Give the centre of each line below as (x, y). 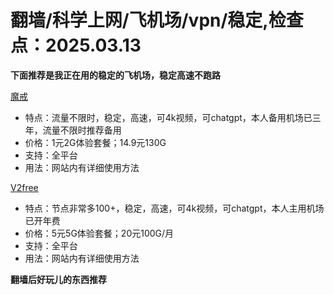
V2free (24, 187)
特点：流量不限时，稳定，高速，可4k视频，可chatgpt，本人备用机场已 (168, 117)
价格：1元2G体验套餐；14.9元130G (95, 142)
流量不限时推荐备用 (82, 130)
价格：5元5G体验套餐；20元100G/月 (99, 233)
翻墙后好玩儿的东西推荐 (58, 279)
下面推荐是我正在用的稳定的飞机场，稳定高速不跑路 (115, 75)
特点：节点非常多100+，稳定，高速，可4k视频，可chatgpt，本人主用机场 (174, 208)
